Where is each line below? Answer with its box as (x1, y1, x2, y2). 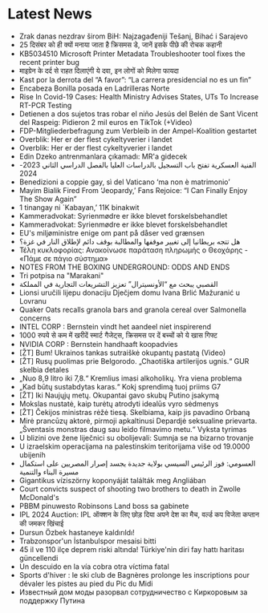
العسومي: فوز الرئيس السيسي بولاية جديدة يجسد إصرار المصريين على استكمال (18, 458, 256, 468)
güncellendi (18, 553, 59, 563)
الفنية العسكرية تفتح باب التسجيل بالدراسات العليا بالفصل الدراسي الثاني (42, 159, 257, 169)
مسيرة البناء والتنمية (18, 466, 79, 477)
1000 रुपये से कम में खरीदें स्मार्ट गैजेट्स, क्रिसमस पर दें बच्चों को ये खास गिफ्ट (18, 330, 218, 340)
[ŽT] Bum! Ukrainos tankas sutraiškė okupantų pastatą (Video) (18, 348, 226, 357)
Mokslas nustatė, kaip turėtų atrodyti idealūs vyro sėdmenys (18, 398, 219, 409)
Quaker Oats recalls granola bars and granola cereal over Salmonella (18, 304, 246, 314)
